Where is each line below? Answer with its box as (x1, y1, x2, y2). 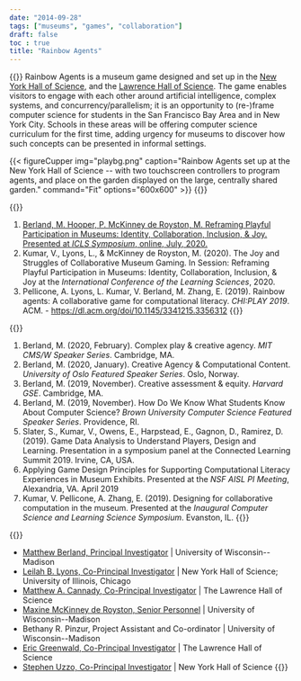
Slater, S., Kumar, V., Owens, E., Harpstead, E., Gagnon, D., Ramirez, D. (22, 426, 284, 437)
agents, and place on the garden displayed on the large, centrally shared (9, 175, 279, 185)
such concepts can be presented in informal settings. (9, 139, 207, 149)
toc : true (9, 38, 50, 48)
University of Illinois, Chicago (22, 576, 132, 587)
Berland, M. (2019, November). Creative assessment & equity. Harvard (22, 379, 284, 390)
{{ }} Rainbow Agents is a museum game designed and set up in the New (9, 71, 277, 82)
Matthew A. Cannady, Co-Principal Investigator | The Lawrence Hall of (22, 586, 283, 596)
